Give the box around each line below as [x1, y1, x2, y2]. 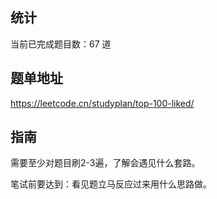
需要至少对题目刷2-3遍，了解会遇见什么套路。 [10, 157, 201, 169]
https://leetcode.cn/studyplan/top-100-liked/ [10, 97, 195, 109]
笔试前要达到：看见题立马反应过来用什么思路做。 [10, 178, 212, 190]
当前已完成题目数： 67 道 [10, 38, 112, 50]
